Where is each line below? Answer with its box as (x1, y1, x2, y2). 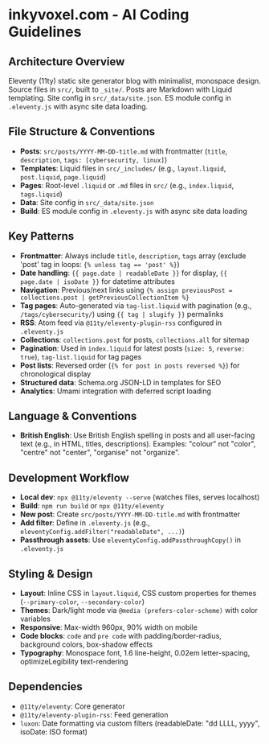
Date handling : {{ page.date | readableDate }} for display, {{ (19, 268, 227, 277)
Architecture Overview (8, 55, 125, 68)
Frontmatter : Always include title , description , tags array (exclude (19, 251, 247, 261)
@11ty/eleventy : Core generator (19, 701, 126, 711)
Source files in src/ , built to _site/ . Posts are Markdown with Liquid (8, 84, 233, 94)
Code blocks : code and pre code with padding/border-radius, (19, 631, 222, 641)
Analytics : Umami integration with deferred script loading (19, 386, 211, 396)
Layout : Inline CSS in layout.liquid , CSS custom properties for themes (19, 589, 257, 598)
